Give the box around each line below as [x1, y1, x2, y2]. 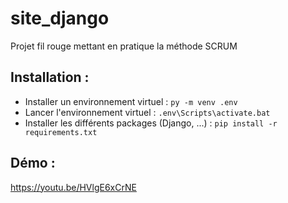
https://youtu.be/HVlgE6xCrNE [10, 181, 137, 193]
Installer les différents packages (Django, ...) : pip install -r [24, 117, 278, 129]
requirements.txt [24, 127, 98, 137]
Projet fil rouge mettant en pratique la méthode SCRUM [10, 40, 238, 52]
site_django [10, 7, 110, 30]
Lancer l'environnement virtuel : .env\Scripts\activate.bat [24, 106, 271, 118]
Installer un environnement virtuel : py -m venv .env [24, 95, 238, 107]
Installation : [10, 69, 90, 86]
